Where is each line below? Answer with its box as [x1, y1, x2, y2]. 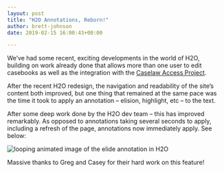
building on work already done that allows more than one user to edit [7, 61, 202, 69]
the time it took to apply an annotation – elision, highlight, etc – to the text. [7, 97, 216, 105]
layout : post [7, 10, 45, 17]
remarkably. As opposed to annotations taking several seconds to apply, [7, 117, 212, 126]
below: [7, 132, 26, 140]
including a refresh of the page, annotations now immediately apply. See [7, 124, 212, 132]
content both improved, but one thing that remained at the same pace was [7, 89, 217, 97]
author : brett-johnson [7, 23, 72, 30]
